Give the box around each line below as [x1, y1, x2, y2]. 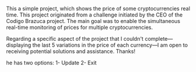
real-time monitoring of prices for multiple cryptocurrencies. [6, 24, 153, 31]
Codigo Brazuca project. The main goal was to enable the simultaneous [6, 18, 181, 24]
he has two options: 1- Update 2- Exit [6, 59, 97, 66]
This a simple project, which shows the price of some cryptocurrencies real [6, 5, 191, 12]
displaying [6, 41, 31, 48]
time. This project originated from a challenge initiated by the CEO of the [6, 11, 183, 18]
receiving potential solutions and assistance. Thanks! [6, 48, 136, 55]
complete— [144, 35, 173, 42]
